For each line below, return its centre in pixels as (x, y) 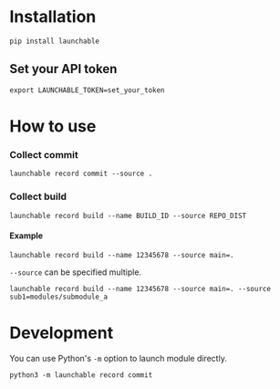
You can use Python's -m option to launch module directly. (119, 358)
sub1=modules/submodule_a (58, 297)
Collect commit (44, 154)
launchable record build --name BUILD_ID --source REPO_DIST (128, 216)
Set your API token (63, 69)
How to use (53, 126)
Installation (53, 17)
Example (26, 236)
